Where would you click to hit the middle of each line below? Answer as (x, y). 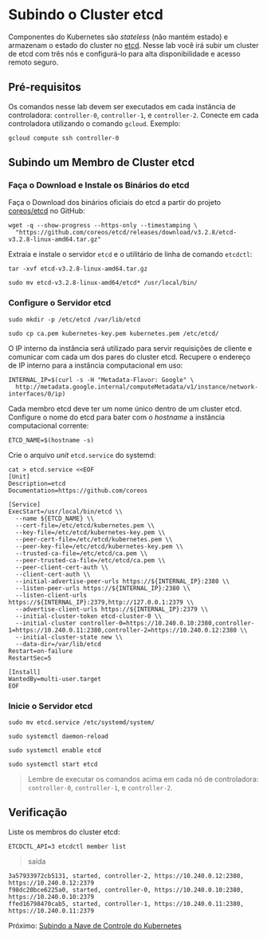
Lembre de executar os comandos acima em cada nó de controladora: (143, 779)
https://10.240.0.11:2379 (51, 911)
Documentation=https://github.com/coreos (78, 491)
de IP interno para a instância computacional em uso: (96, 365)
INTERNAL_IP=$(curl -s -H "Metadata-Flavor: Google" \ (101, 380)
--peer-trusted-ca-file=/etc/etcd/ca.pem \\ (90, 560)
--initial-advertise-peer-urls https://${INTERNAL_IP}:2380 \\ (122, 581)
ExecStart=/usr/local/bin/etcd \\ (66, 511)
